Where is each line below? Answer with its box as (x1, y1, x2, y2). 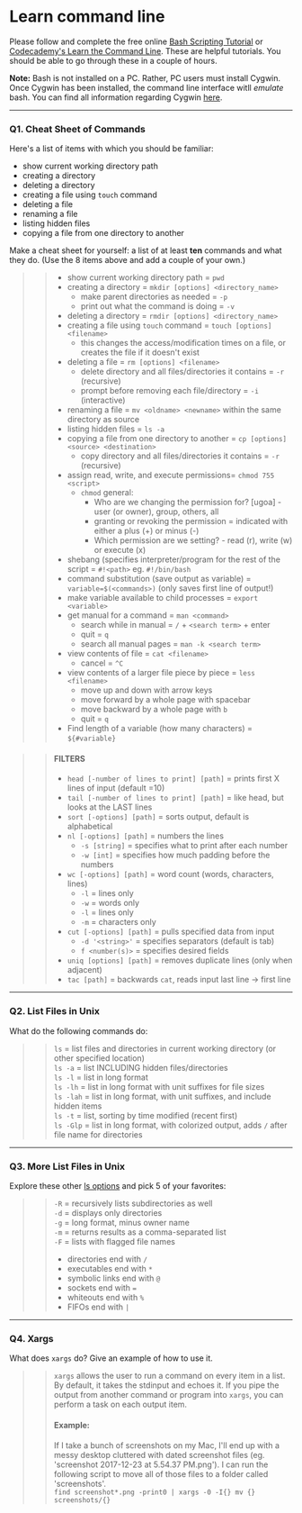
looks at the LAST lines (67, 802, 153, 812)
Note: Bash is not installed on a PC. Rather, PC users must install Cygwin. (9, 72, 281, 83)
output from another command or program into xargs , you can (53, 1390, 284, 1400)
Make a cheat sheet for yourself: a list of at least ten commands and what (9, 245, 282, 256)
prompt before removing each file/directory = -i (80, 385, 259, 396)
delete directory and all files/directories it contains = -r (80, 367, 285, 377)
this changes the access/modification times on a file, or (80, 338, 286, 349)
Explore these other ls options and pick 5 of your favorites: (9, 1181, 226, 1191)
